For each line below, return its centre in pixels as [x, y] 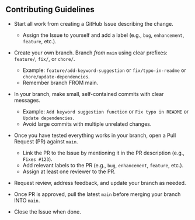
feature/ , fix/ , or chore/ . [44, 59]
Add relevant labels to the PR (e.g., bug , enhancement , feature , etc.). [103, 165]
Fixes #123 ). [38, 159]
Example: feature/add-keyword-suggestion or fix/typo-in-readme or [104, 70]
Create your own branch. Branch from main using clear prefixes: [90, 53]
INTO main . [27, 200]
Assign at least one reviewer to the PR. [69, 171]
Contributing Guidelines [50, 10]
